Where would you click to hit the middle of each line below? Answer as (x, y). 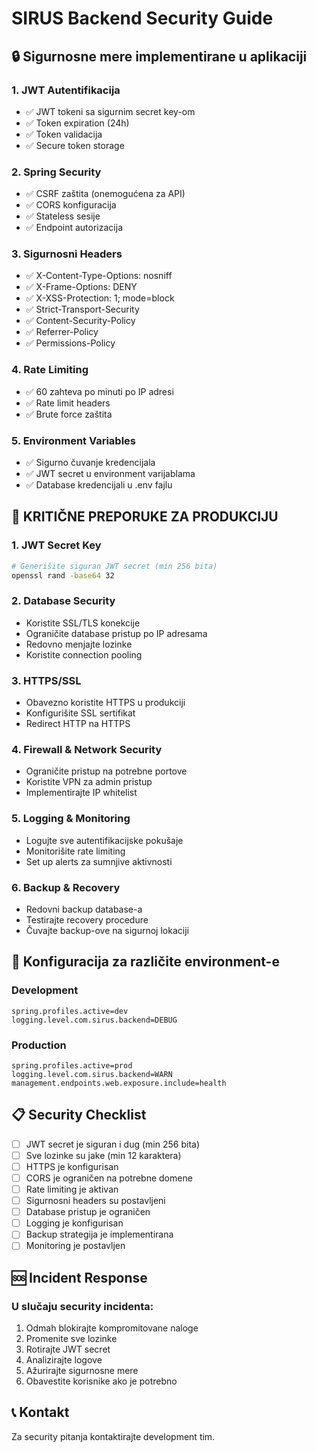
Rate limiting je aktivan (72, 1189)
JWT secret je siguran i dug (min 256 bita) (112, 1144)
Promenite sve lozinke (71, 1339)
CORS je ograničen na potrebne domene (109, 1178)
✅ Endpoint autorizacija (74, 228)
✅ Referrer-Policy (62, 332)
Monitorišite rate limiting (75, 851)
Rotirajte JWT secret (68, 1349)
